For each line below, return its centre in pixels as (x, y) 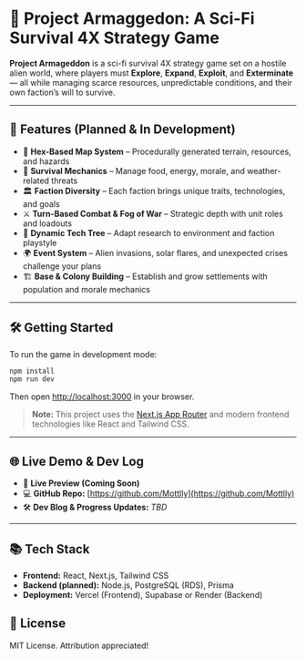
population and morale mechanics (86, 289)
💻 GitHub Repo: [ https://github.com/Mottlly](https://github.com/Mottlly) (158, 494)
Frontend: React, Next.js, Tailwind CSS (96, 575)
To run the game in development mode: (83, 354)
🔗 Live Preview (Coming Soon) (81, 483)
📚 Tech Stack (50, 549)
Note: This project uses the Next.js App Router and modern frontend (160, 415)
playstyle (40, 242)
